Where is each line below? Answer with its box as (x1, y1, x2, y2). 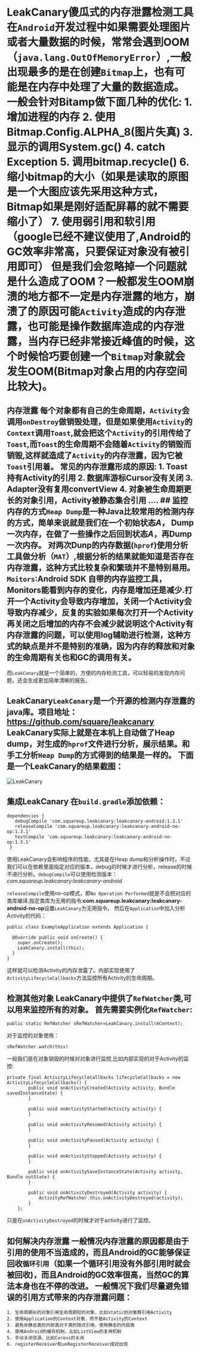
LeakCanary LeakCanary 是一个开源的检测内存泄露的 (7, 696, 195, 706)
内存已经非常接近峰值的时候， (38, 335, 185, 348)
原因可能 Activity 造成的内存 (38, 305, 175, 318)
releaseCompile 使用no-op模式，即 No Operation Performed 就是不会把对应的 (7, 890, 191, 897)
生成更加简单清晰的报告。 (27, 677, 91, 684)
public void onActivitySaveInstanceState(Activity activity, (28, 1169, 184, 1175)
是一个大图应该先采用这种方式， (7, 185, 164, 199)
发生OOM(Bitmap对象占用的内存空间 (7, 365, 187, 378)
